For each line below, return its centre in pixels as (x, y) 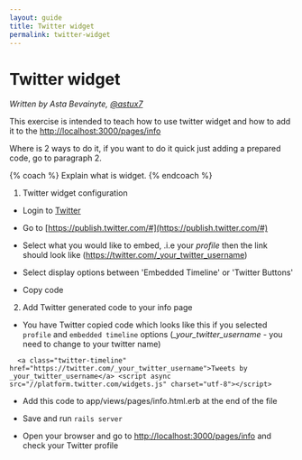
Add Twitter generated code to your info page (107, 308)
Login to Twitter (51, 211)
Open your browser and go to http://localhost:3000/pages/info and (147, 436)
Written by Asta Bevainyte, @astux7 (76, 104)
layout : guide (36, 18)
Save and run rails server (73, 419)
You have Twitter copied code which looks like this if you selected (145, 325)
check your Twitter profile (70, 446)
